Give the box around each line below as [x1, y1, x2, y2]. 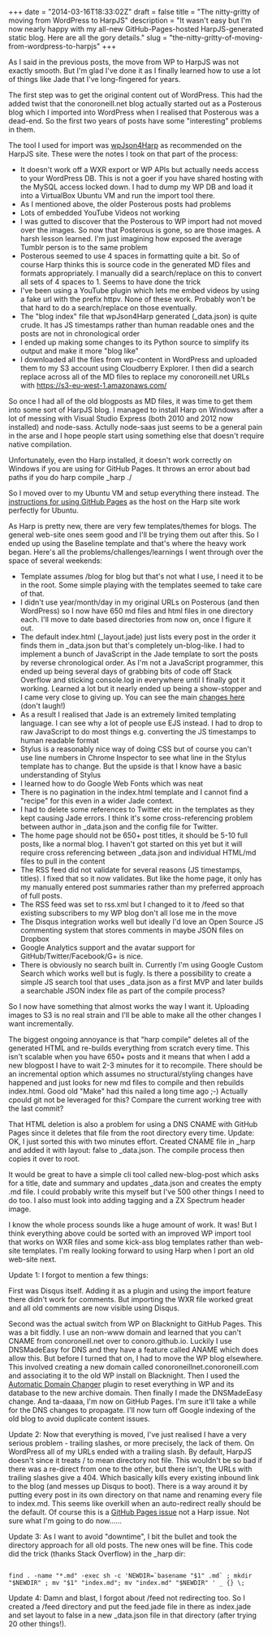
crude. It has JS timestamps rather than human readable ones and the [19, 320, 255, 330]
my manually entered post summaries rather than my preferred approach [19, 882, 265, 892]
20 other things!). [8, 1619, 67, 1628]
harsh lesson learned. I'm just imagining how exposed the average [19, 234, 243, 243]
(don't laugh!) [19, 701, 67, 710]
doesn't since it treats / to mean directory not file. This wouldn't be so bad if [8, 1456, 262, 1465]
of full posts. [19, 891, 63, 900]
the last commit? [8, 1104, 64, 1113]
